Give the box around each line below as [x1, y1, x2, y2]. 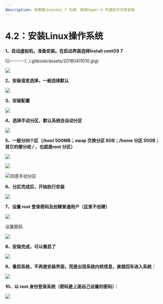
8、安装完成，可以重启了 [5, 243, 56, 250]
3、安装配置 [5, 97, 30, 103]
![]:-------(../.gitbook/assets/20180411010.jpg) [5, 58, 99, 64]
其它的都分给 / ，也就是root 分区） [5, 143, 76, 150]
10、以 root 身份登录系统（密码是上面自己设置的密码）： [5, 283, 119, 290]
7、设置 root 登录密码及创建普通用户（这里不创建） [5, 203, 110, 210]
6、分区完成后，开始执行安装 [5, 183, 65, 190]
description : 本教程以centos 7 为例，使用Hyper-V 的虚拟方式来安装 [5, 7, 135, 12]
